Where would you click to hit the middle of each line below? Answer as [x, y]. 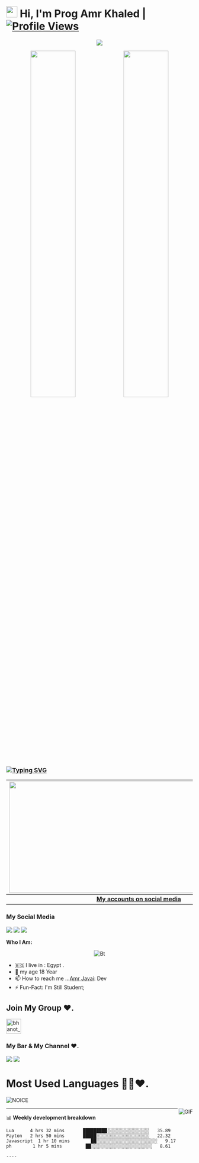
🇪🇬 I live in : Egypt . [39, 965]
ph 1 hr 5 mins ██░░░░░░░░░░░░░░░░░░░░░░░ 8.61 [88, 1146]
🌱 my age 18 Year [36, 972]
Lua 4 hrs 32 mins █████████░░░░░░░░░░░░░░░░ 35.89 [88, 1130]
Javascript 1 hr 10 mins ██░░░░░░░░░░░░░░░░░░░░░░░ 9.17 [91, 1141]
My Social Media [31, 917]
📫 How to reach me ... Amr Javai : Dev [61, 978]
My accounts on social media [139, 899]
